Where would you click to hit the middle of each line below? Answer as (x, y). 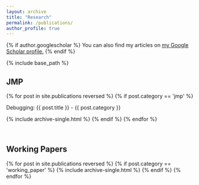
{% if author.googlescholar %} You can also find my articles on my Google (97, 45)
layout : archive (26, 12)
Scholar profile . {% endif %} (41, 52)
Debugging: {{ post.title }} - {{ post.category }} (63, 108)
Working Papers (37, 149)
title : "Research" (29, 17)
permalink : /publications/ (40, 23)
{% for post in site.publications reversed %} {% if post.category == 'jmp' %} (100, 96)
